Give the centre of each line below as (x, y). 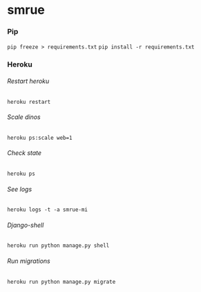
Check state (25, 153)
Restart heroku (28, 81)
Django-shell (26, 225)
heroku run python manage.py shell (58, 246)
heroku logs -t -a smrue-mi (48, 210)
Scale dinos (24, 117)
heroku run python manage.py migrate (61, 282)
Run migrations (29, 261)
